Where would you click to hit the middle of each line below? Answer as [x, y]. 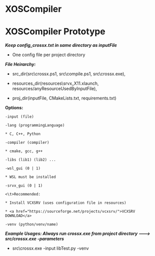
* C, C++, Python [23, 134]
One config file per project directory [49, 55]
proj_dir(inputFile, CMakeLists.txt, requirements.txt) [64, 98]
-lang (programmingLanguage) [35, 126]
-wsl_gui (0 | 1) [23, 168]
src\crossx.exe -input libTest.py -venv [50, 248]
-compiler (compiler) [27, 143]
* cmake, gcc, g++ [24, 151]
